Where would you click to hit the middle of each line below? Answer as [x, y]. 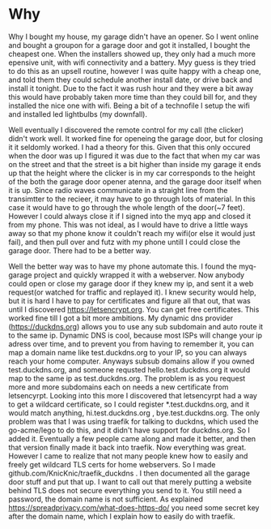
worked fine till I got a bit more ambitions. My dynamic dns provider [121, 318]
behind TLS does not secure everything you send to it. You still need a [125, 490]
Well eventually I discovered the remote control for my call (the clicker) [126, 130]
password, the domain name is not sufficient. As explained [106, 499]
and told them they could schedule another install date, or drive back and [130, 80]
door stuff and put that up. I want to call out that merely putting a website [130, 482]
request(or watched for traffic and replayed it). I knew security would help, [132, 292]
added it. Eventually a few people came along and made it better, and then [132, 438]
